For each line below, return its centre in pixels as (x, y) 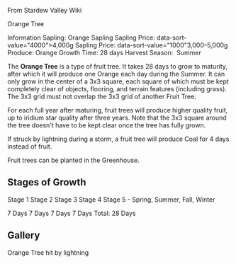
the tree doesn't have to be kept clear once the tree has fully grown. (107, 125)
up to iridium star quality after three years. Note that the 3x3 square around (117, 117)
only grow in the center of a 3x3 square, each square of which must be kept (118, 81)
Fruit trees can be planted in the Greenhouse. (73, 160)
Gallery (24, 235)
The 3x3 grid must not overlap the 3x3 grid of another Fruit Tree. (102, 96)
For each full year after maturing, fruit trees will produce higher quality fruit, (118, 110)
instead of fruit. (30, 147)
